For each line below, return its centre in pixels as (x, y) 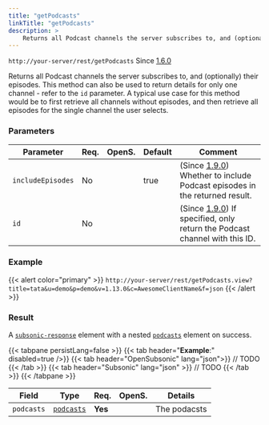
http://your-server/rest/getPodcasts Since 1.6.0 (90, 61)
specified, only (207, 219)
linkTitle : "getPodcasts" (51, 23)
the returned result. (216, 195)
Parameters (31, 131)
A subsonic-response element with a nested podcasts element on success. (130, 335)
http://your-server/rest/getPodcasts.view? (179, 280)
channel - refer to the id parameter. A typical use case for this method (124, 94)
